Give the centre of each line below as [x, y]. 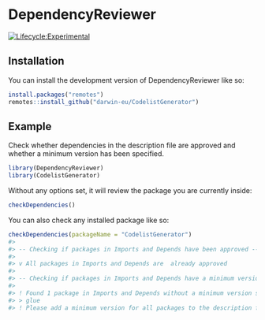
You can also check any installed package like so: [89, 220]
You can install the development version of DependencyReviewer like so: [126, 80]
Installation [36, 61]
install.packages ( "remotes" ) [56, 95]
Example [30, 127]
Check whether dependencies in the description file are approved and [122, 145]
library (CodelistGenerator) [54, 176]
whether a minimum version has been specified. [86, 154]
